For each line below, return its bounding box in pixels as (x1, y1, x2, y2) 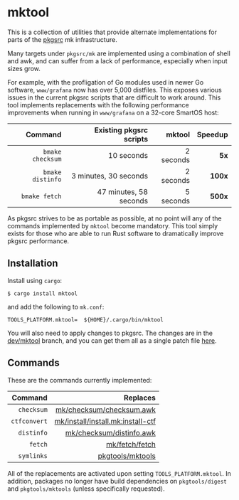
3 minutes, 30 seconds (70, 171, 148, 181)
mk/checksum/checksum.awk (55, 405, 156, 415)
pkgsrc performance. (7, 236, 70, 245)
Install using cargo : (7, 276, 63, 284)
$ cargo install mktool (7, 289, 78, 297)
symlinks (18, 452, 48, 459)
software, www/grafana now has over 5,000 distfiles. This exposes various (7, 85, 222, 94)
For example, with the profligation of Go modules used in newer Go (7, 78, 204, 86)
